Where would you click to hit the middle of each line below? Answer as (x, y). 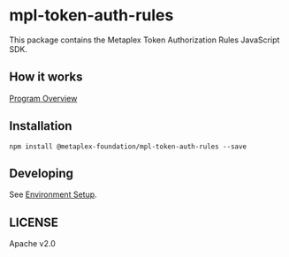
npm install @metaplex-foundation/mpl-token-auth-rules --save (128, 147)
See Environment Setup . (53, 194)
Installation (41, 126)
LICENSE (34, 222)
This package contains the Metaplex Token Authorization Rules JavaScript (144, 40)
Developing (41, 173)
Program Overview (43, 98)
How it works (46, 77)
